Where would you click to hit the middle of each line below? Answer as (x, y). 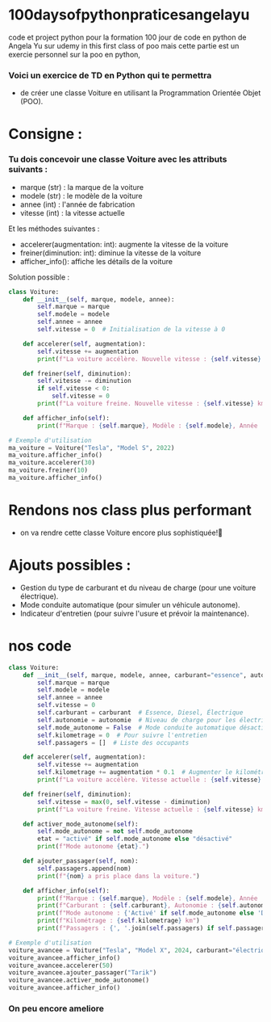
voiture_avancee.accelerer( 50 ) (61, 965)
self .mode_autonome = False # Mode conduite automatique (137, 728)
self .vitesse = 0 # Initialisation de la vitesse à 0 (131, 330)
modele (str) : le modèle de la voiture (81, 196)
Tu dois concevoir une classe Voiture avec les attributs (118, 159)
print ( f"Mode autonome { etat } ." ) (94, 847)
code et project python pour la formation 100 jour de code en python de (127, 37)
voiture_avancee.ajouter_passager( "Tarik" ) (83, 973)
